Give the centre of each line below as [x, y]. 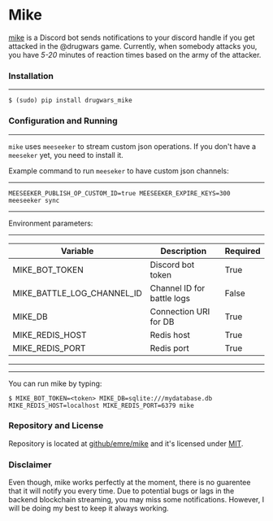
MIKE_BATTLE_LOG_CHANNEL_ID [77, 293]
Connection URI [180, 311]
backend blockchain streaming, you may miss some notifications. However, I [136, 500]
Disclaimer [30, 464]
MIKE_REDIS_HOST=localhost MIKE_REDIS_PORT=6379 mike [102, 405]
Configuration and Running [63, 121]
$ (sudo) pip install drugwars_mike [70, 101]
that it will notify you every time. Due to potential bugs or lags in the [121, 491]
